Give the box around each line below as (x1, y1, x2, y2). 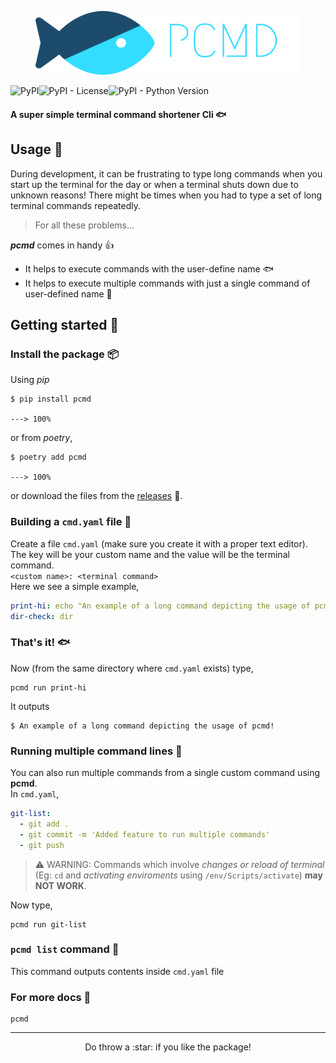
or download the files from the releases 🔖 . (10, 490, 183, 502)
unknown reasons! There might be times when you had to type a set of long (10, 189, 323, 201)
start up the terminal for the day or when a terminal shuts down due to (10, 178, 299, 190)
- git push (19, 840, 65, 850)
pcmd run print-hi (10, 682, 87, 693)
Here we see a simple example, (10, 580, 140, 592)
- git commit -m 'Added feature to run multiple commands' (19, 829, 271, 840)
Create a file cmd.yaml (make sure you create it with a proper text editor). (10, 537, 308, 550)
